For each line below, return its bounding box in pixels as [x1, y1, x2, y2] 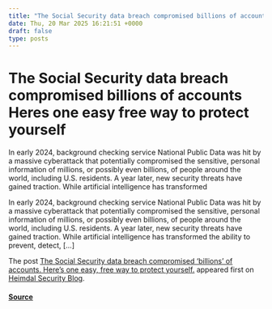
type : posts [8, 34, 49, 43]
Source [8, 292, 34, 302]
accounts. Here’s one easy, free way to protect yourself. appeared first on [8, 265, 254, 275]
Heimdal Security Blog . [8, 273, 85, 283]
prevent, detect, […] [8, 240, 75, 251]
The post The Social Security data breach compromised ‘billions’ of [8, 256, 233, 266]
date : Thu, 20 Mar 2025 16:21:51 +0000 [8, 19, 143, 28]
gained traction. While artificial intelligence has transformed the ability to [8, 232, 251, 242]
